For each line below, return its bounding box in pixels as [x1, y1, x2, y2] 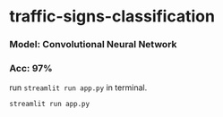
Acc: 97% [9, 63, 53, 75]
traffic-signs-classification [9, 6, 215, 27]
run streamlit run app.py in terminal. [9, 82, 148, 93]
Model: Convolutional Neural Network [9, 38, 177, 51]
